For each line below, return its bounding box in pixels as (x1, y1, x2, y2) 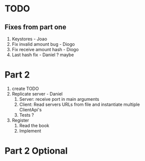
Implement (19, 128, 42, 134)
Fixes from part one (4, 23, 67, 31)
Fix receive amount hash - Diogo (11, 47, 79, 52)
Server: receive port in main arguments (19, 96, 100, 102)
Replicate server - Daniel (11, 90, 63, 97)
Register (11, 117, 29, 123)
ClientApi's (19, 106, 42, 112)
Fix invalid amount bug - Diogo (11, 41, 75, 47)
